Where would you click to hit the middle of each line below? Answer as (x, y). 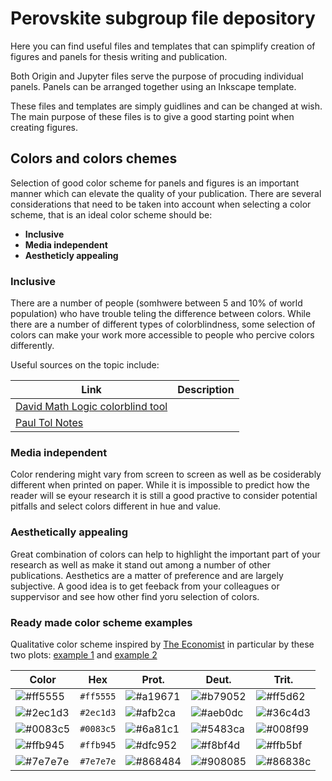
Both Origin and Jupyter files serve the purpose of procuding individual (157, 76)
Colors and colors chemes (94, 158)
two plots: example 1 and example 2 (84, 654)
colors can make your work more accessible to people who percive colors (162, 335)
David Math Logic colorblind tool (91, 407)
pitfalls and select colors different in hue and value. (116, 506)
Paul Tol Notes (49, 423)
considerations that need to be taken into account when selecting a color (161, 204)
